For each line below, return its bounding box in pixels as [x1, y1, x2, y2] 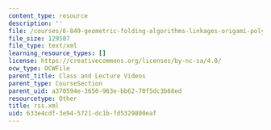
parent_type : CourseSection [8, 79, 103, 87]
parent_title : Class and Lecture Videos [8, 72, 147, 80]
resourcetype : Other [8, 94, 78, 103]
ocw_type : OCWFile [8, 65, 70, 73]
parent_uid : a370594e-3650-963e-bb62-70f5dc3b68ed [8, 86, 182, 95]
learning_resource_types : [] [8, 49, 106, 57]
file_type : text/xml [8, 42, 78, 50]
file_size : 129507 [8, 34, 70, 43]
